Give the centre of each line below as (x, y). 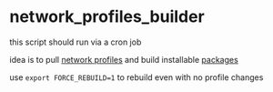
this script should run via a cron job (76, 42)
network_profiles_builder (107, 17)
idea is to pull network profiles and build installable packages (124, 59)
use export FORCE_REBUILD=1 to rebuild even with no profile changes (136, 77)
